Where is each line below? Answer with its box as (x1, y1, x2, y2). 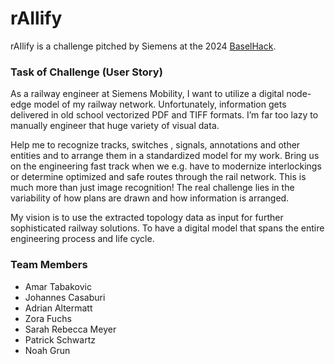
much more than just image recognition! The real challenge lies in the (10, 182, 295, 194)
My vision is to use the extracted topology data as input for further (10, 212, 284, 224)
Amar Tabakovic (24, 280, 92, 292)
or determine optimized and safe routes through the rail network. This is (10, 171, 307, 183)
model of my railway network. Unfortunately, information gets (33, 98, 287, 111)
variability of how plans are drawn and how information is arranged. (10, 192, 290, 204)
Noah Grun (24, 344, 71, 356)
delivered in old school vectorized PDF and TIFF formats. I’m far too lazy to (10, 109, 319, 121)
